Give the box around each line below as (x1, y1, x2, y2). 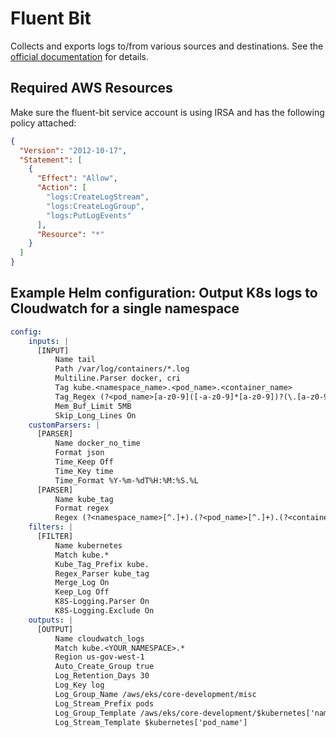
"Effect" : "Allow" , (36, 173, 118, 184)
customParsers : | (28, 420, 101, 430)
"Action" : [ (36, 183, 87, 193)
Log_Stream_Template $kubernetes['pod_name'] (54, 717, 248, 727)
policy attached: (10, 117, 77, 129)
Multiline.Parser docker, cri (54, 373, 182, 384)
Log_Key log (54, 680, 105, 691)
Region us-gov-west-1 (54, 652, 145, 662)
